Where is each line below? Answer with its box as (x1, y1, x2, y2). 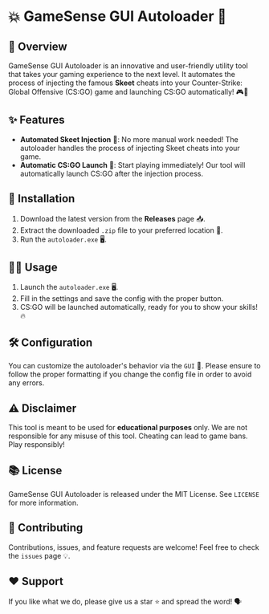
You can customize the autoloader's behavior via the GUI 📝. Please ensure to (8, 361, 261, 371)
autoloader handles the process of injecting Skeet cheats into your (19, 143, 241, 152)
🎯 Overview (8, 39, 67, 53)
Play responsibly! (8, 440, 66, 449)
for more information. (8, 498, 79, 507)
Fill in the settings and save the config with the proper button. (19, 294, 224, 303)
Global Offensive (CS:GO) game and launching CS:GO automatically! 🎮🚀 (8, 87, 249, 96)
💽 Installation (8, 192, 75, 205)
